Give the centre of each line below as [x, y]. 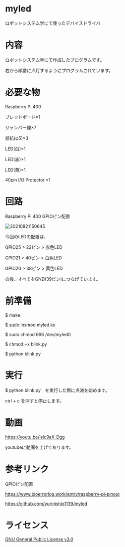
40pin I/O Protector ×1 [28, 180]
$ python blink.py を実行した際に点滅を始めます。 [58, 390]
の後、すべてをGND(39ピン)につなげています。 [53, 279]
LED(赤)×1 [15, 159]
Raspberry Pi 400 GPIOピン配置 [38, 216]
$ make [13, 315]
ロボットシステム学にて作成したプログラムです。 [55, 60]
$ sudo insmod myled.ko [30, 325]
